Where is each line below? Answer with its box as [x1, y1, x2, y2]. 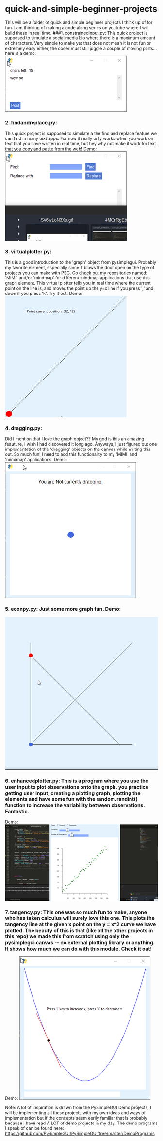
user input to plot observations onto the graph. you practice [5, 784, 149, 791]
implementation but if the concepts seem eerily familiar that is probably [5, 1115, 147, 1121]
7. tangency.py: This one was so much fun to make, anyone [5, 909, 147, 916]
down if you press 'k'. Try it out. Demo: [5, 290, 82, 296]
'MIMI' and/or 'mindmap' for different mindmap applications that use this [5, 275, 150, 280]
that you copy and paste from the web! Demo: [5, 146, 97, 152]
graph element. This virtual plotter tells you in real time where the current [5, 280, 151, 286]
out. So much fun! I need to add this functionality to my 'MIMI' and [5, 451, 137, 457]
